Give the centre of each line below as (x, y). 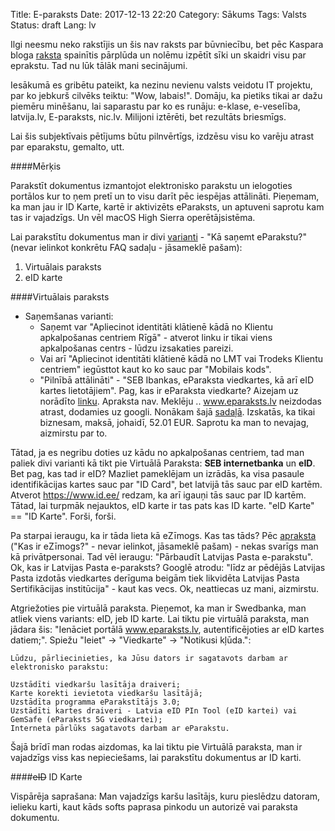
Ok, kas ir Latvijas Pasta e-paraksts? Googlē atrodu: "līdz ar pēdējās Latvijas (168, 567)
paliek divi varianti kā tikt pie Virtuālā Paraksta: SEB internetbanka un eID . (163, 463)
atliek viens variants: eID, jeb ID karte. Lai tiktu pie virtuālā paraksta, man (160, 618)
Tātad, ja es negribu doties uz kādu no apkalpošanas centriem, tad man (157, 452)
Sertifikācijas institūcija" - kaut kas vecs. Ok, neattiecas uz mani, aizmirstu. (165, 588)
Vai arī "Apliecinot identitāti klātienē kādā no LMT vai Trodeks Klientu (181, 358)
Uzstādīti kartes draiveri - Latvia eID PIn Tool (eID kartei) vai (154, 711)
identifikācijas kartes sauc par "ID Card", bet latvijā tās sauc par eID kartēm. (166, 484)
